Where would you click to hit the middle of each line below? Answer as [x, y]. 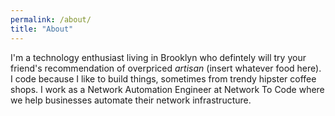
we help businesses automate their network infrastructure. [131, 100]
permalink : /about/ [51, 19]
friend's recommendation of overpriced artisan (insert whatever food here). [166, 68]
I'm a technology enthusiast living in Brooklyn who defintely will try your [158, 57]
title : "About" [42, 29]
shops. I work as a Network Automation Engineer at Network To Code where [167, 89]
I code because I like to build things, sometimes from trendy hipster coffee [163, 78]
